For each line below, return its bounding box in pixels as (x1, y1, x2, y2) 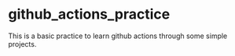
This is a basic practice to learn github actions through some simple (8, 31, 228, 40)
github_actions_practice (8, 5, 171, 23)
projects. (8, 39, 37, 48)
